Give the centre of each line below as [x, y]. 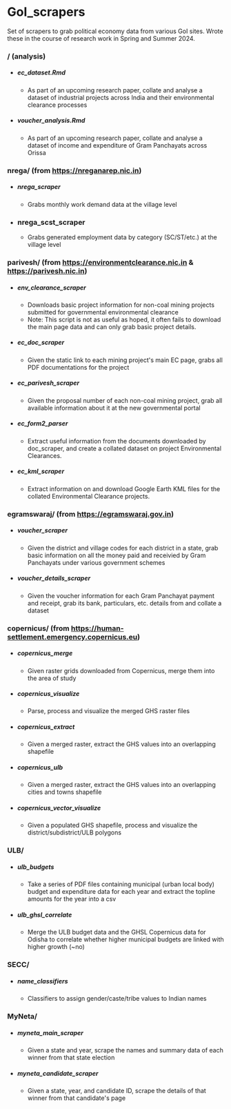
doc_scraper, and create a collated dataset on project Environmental [124, 448]
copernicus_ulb [40, 768]
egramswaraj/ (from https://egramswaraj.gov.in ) [91, 514]
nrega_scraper [39, 187]
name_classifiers [42, 981]
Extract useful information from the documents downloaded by [117, 441]
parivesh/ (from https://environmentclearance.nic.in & [101, 262]
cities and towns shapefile [64, 792]
